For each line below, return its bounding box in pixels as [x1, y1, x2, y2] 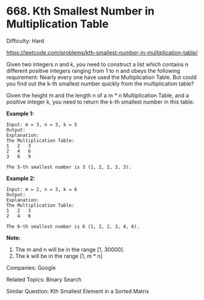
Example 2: [6, 175, 35, 182]
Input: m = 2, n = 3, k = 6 [6, 186, 78, 192]
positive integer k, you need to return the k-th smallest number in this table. [6, 98, 195, 105]
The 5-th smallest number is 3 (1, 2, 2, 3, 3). [6, 164, 132, 170]
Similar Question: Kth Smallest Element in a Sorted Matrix [6, 287, 149, 295]
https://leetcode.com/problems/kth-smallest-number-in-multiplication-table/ [6, 48, 198, 56]
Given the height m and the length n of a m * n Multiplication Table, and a [6, 92, 189, 99]
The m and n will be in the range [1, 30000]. [15, 245, 125, 253]
